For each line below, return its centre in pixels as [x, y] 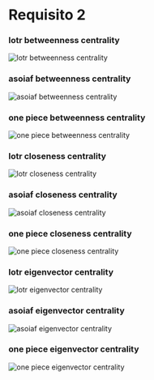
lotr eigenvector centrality [61, 271]
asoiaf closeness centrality [63, 194]
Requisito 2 [47, 15]
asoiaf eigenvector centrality [67, 311]
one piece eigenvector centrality [74, 349]
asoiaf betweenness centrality [70, 79]
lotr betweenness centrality [64, 41]
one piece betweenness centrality [77, 117]
